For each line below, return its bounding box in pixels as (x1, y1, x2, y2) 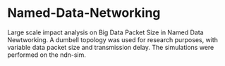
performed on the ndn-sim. (7, 51, 87, 59)
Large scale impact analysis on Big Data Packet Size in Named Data (7, 28, 204, 37)
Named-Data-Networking (7, 5, 161, 21)
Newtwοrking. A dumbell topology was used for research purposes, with (7, 35, 219, 44)
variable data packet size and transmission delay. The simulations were (7, 43, 214, 51)
